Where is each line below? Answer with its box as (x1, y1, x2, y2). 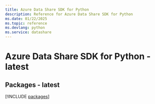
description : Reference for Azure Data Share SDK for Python (5, 12, 133, 17)
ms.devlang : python (5, 25, 45, 30)
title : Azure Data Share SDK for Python (5, 7, 90, 12)
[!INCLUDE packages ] (5, 94, 50, 99)
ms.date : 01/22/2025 (5, 16, 48, 21)
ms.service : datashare (5, 30, 52, 35)
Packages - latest (5, 81, 60, 89)
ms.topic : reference (5, 21, 48, 26)
